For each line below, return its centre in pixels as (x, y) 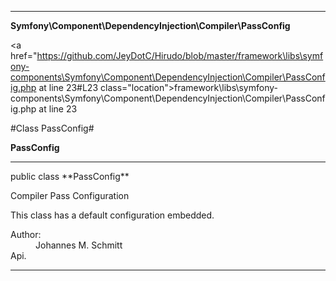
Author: (26, 234)
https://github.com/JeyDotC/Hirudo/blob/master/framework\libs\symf (180, 55)
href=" (24, 55)
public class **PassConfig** (70, 176)
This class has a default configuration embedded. (112, 215)
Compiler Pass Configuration (70, 195)
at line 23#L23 (68, 87)
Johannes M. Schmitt (79, 245)
